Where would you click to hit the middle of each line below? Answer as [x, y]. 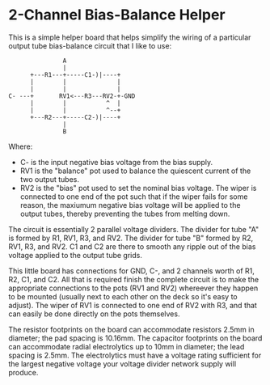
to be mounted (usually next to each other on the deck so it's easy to [123, 296]
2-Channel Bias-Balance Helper [117, 15]
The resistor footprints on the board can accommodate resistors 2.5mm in [131, 329]
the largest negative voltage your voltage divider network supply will [122, 364]
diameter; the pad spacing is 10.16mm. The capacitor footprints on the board [135, 338]
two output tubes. [49, 179]
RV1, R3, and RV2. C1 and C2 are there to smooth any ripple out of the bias [132, 246]
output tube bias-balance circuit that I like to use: [90, 45]
